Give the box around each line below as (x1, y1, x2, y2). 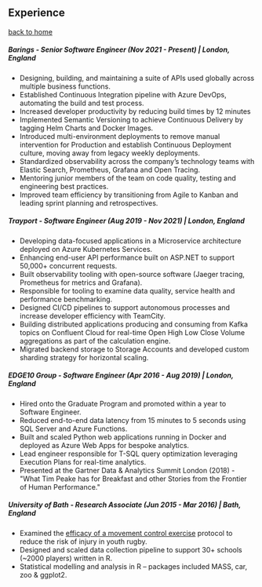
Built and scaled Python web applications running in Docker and (19, 432, 227, 442)
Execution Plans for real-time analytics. (19, 457, 147, 466)
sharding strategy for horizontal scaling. (19, 352, 149, 362)
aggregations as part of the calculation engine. (19, 336, 171, 345)
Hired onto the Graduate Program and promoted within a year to (19, 399, 227, 408)
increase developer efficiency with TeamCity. (19, 311, 166, 320)
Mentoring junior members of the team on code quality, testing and (19, 173, 237, 183)
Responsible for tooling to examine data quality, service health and (19, 286, 235, 295)
